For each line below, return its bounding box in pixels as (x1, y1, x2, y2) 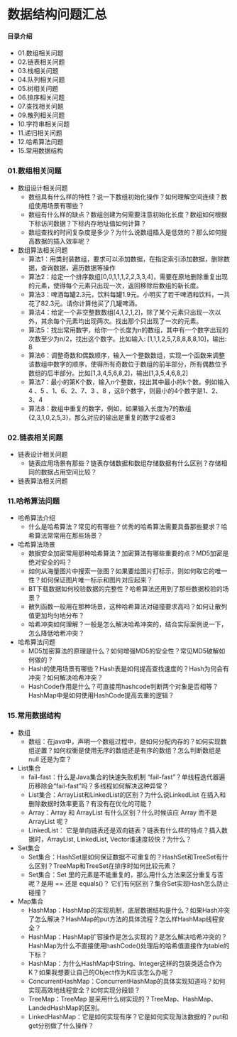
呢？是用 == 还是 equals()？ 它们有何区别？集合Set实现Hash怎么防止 (28, 879, 229, 888)
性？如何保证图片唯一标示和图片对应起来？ (28, 576, 153, 585)
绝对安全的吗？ (28, 558, 72, 567)
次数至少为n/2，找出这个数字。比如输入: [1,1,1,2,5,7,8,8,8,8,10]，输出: (28, 335, 227, 343)
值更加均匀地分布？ (28, 612, 85, 620)
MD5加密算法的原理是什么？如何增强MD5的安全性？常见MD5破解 (28, 647, 219, 656)
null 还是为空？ (28, 754, 72, 764)
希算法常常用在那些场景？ (28, 531, 104, 540)
